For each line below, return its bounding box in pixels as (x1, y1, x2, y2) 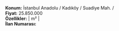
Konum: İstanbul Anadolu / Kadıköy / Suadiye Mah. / (5, 5, 114, 11)
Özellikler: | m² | (5, 15, 40, 21)
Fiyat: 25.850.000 (5, 10, 43, 16)
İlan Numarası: (5, 21, 37, 27)
